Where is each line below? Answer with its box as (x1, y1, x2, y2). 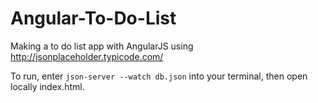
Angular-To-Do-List (10, 7, 177, 30)
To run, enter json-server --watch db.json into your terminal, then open (10, 70, 308, 82)
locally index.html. (10, 80, 85, 92)
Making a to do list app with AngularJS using (10, 40, 194, 52)
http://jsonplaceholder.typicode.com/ (10, 50, 164, 62)
